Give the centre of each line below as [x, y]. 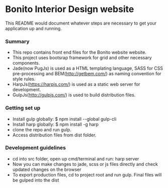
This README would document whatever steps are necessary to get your [81, 23]
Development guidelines [36, 148]
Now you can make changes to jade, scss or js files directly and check [85, 164]
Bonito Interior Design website [70, 9]
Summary [18, 41]
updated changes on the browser [47, 169]
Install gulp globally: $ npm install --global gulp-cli [64, 119]
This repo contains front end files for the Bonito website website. [79, 52]
